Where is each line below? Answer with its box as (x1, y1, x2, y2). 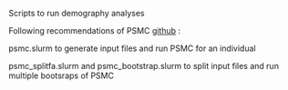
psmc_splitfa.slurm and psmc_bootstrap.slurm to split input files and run (8, 61, 280, 71)
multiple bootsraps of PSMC (8, 70, 115, 81)
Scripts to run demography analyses (8, 8, 145, 18)
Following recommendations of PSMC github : (8, 25, 181, 35)
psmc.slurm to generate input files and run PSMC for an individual (8, 43, 256, 54)
